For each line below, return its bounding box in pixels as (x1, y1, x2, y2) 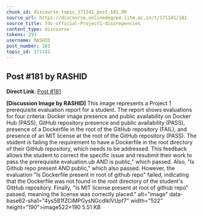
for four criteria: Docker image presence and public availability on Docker (6, 112, 191, 120)
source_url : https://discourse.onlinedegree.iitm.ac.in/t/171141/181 (6, 15, 188, 21)
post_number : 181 (6, 43, 51, 50)
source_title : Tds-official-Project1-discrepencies (6, 20, 141, 26)
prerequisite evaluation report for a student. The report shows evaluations (6, 106, 193, 113)
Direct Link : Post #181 (6, 87, 61, 95)
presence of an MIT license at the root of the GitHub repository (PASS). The (6, 132, 197, 139)
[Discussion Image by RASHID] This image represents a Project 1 (6, 99, 171, 107)
